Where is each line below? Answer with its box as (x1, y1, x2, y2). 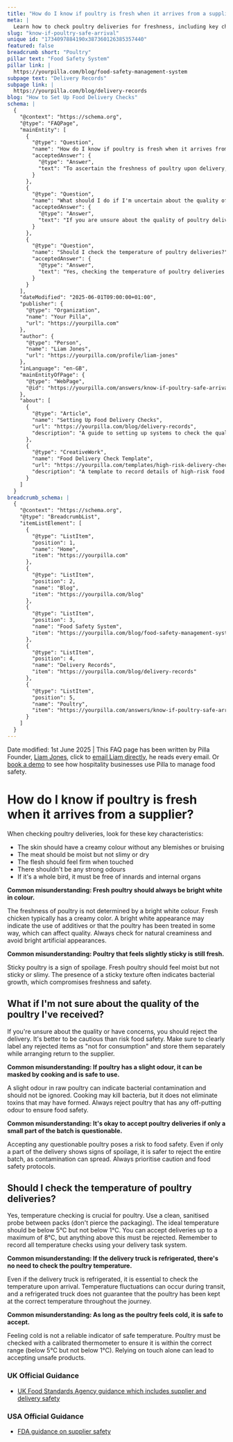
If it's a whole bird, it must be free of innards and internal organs (17, 872, 201, 881)
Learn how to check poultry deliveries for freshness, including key (13, 23, 218, 30)
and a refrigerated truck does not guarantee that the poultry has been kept (7, 1290, 221, 1298)
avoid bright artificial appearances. (7, 936, 107, 944)
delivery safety (17, 1394, 60, 1402)
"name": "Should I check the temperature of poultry (32, 249, 188, 256)
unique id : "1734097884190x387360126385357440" (7, 36, 148, 43)
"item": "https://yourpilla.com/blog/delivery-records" (32, 668, 197, 675)
